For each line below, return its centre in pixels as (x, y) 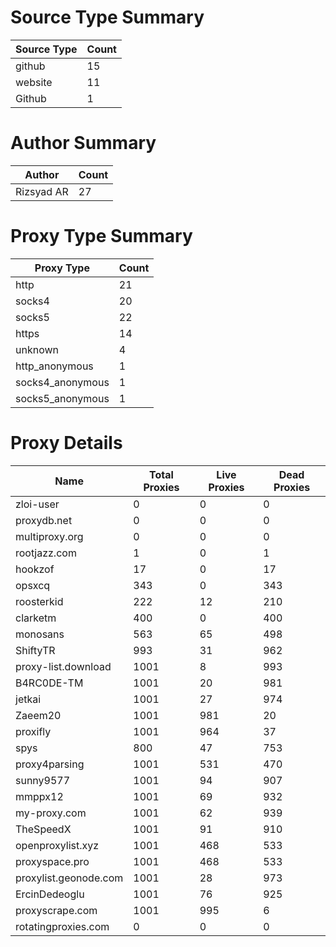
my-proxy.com (51, 813)
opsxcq (33, 585)
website (34, 82)
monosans (40, 634)
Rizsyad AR (42, 191)
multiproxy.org (49, 536)
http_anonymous (54, 366)
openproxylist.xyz (57, 845)
